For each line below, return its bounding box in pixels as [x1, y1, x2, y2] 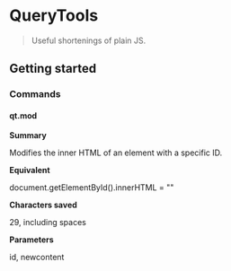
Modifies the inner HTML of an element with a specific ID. [9, 147, 223, 158]
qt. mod [9, 109, 38, 121]
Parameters [9, 234, 54, 245]
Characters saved [9, 199, 78, 211]
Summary [9, 130, 47, 141]
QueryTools [9, 5, 99, 26]
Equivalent [9, 165, 51, 176]
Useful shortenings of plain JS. [31, 35, 147, 46]
